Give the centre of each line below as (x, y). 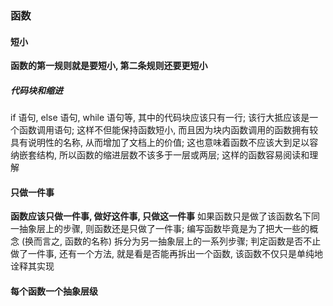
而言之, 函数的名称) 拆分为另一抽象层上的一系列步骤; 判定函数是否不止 (177, 241)
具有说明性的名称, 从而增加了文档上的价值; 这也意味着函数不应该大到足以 (160, 143)
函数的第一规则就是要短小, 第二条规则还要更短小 (109, 66)
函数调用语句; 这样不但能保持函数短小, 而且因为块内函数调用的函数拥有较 (168, 130)
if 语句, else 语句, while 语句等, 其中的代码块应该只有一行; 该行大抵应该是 (160, 118)
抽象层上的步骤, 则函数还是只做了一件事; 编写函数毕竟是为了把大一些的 (164, 229)
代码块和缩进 (36, 90)
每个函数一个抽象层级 (54, 291)
